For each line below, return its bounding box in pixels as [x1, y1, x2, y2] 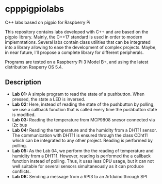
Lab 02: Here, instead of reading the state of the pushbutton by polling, [12, 101, 155, 107]
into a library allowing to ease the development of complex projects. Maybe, [5, 44, 157, 50]
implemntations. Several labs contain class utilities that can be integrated [5, 39, 151, 45]
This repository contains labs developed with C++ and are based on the [5, 29, 148, 34]
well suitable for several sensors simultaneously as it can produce [12, 163, 144, 169]
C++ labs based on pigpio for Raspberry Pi [5, 19, 91, 25]
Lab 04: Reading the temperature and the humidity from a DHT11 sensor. [12, 127, 157, 133]
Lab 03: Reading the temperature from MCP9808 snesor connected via [12, 117, 155, 122]
